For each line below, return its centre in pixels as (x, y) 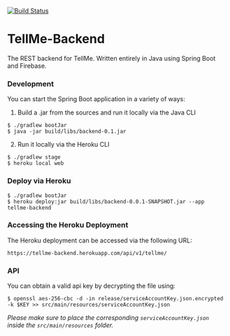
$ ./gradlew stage (34, 157)
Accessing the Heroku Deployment (68, 225)
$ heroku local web (36, 163)
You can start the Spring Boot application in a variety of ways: (96, 99)
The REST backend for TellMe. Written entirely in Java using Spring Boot (112, 58)
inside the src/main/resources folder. (60, 326)
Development (31, 84)
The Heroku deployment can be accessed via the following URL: (100, 240)
